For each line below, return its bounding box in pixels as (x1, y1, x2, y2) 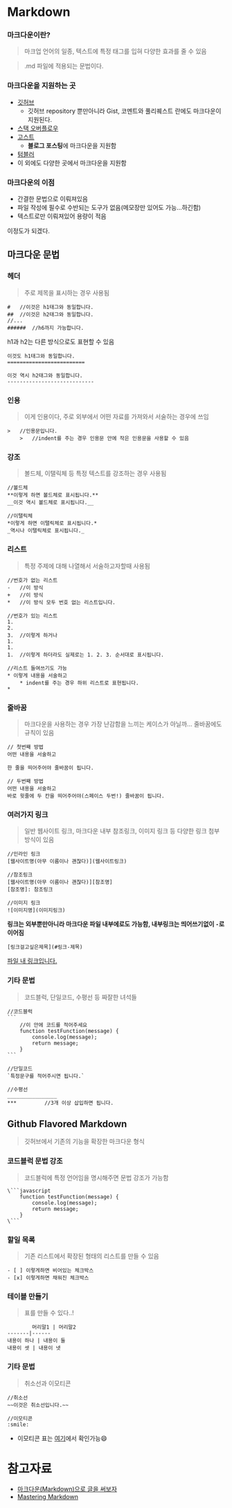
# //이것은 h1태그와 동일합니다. (7, 303, 94, 310)
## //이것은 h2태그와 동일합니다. (7, 311, 94, 318)
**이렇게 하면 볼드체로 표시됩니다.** (7, 492, 99, 499)
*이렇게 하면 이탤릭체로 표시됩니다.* (7, 520, 98, 527)
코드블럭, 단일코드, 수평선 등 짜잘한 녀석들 (24, 993, 137, 1001)
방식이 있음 (24, 835, 55, 844)
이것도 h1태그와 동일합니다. (7, 353, 75, 360)
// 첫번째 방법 (7, 743, 44, 750)
